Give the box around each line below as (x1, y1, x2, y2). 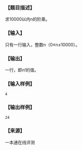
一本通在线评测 (5, 139, 35, 145)
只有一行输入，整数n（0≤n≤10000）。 (5, 41, 80, 47)
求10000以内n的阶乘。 (5, 16, 50, 22)
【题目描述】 (5, 4, 35, 11)
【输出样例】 (5, 104, 35, 111)
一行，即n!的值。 (5, 67, 39, 73)
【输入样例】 (5, 80, 35, 87)
